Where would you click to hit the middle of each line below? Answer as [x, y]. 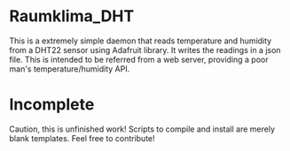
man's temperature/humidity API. [70, 69]
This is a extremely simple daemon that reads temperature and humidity [141, 41]
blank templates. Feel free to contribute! [82, 138]
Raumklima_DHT [72, 16]
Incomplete [52, 105]
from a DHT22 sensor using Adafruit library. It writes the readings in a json [145, 49]
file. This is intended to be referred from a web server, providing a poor [139, 59]
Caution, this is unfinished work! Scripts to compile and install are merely [142, 129]
